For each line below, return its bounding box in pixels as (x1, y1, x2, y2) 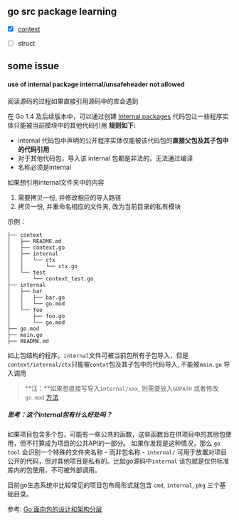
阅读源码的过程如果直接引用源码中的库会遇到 (7, 96, 139, 106)
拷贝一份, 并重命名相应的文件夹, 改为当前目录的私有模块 (17, 202, 181, 210)
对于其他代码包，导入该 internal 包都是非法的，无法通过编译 (17, 153, 193, 163)
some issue (7, 60, 60, 72)
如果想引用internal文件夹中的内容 (7, 178, 105, 186)
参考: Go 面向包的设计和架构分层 (7, 504, 102, 513)
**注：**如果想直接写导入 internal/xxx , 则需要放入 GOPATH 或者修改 (24, 384, 219, 392)
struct (17, 39, 36, 47)
